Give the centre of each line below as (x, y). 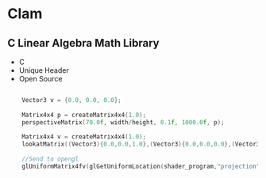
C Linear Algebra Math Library (83, 43)
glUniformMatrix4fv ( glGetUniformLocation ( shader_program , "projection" (141, 166)
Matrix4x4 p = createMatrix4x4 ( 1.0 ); (84, 115)
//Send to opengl (50, 159)
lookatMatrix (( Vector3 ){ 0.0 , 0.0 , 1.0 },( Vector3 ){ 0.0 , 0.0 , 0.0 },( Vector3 (141, 144)
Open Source (40, 79)
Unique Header (44, 70)
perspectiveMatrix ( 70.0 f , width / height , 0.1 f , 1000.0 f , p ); (123, 122)
